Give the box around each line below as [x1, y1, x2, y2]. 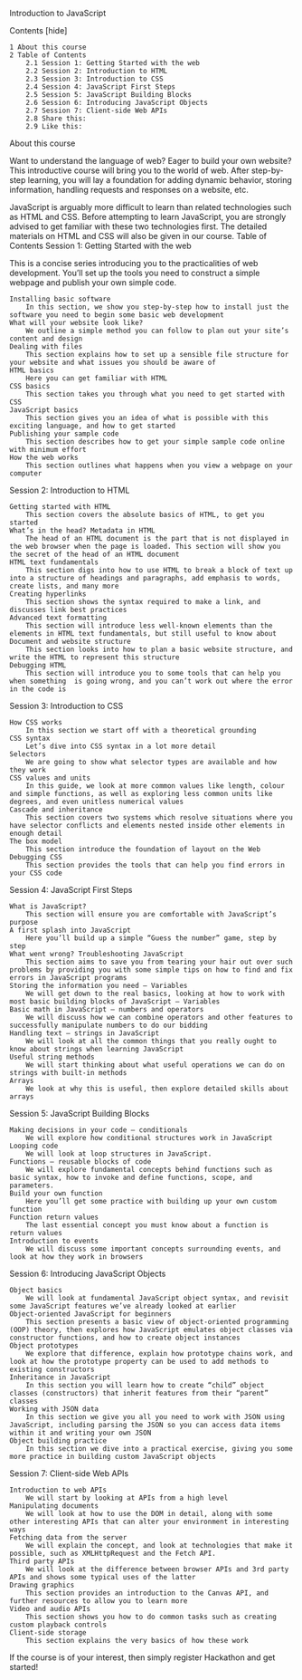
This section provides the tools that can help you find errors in [25, 860, 285, 869]
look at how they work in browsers [9, 1253, 144, 1262]
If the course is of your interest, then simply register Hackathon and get [9, 1652, 276, 1663]
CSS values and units [9, 773, 91, 782]
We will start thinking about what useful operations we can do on [25, 1061, 285, 1070]
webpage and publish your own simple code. [9, 277, 177, 288]
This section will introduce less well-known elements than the [25, 621, 273, 630]
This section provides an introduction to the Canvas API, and [25, 1589, 269, 1598]
